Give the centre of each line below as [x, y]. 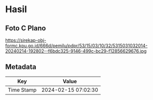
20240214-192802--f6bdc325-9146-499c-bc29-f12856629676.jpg [76, 51]
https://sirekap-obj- [26, 40]
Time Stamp [22, 90]
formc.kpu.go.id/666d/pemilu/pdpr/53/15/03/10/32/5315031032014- [76, 46]
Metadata [21, 67]
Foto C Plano [26, 28]
